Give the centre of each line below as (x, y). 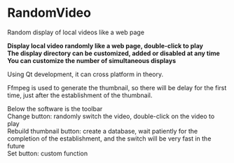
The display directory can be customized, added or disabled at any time (114, 53)
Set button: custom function (48, 153)
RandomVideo (49, 13)
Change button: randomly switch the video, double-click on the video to (111, 116)
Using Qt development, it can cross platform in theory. (85, 74)
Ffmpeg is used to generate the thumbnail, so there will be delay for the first (117, 87)
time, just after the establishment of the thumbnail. (80, 95)
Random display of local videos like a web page (76, 32)
